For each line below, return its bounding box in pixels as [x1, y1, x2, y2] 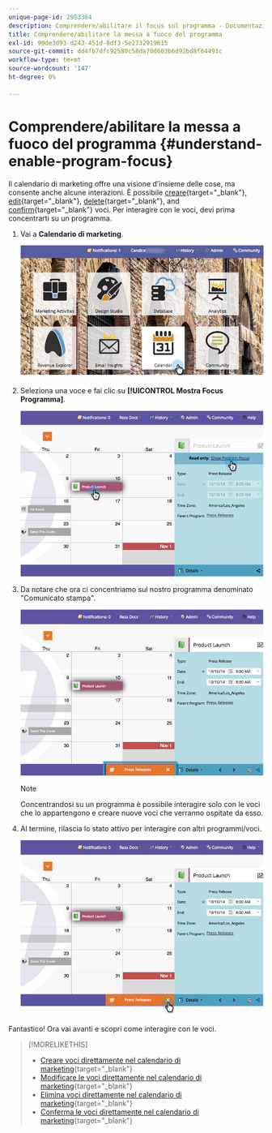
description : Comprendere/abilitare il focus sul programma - [8, 21, 223, 30]
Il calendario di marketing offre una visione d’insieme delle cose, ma [8, 178, 236, 188]
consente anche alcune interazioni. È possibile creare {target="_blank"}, [8, 187, 248, 197]
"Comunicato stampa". [19, 593, 96, 603]
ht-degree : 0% [8, 73, 57, 81]
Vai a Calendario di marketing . [19, 229, 124, 238]
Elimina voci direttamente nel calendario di [40, 1090, 182, 1100]
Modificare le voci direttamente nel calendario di [40, 1073, 202, 1083]
